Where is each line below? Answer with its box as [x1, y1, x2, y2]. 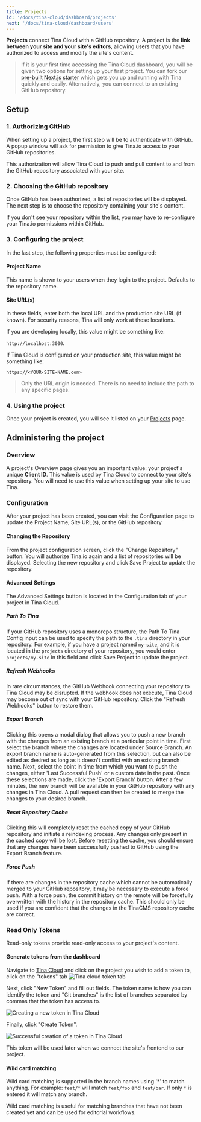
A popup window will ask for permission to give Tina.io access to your [6, 142, 180, 150]
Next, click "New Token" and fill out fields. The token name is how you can [6, 984, 191, 992]
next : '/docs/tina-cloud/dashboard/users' [6, 20, 114, 26]
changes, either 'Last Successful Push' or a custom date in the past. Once [6, 769, 190, 776]
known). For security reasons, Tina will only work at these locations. [6, 316, 175, 323]
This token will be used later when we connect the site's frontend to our [6, 1044, 184, 1051]
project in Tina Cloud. [6, 598, 60, 606]
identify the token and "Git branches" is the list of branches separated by [6, 991, 188, 998]
